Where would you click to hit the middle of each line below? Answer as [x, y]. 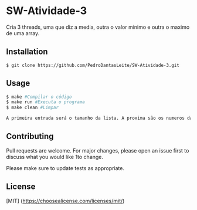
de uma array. [23, 33]
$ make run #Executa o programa [45, 102]
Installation [27, 52]
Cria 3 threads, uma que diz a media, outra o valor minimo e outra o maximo [98, 27]
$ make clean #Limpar [33, 108]
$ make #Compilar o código [39, 97]
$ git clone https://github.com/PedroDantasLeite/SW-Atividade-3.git [93, 65]
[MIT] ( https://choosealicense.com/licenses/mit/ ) [65, 201]
